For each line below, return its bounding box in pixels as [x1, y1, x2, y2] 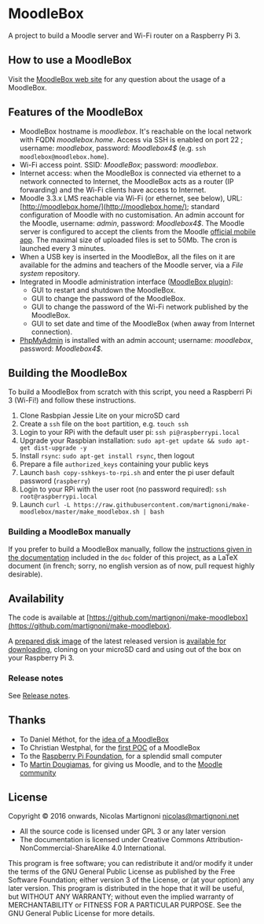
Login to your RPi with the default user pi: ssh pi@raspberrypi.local [19, 428, 240, 437]
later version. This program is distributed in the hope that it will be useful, [8, 884, 245, 893]
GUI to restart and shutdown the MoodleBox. [31, 285, 176, 295]
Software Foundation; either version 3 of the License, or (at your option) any [8, 875, 255, 885]
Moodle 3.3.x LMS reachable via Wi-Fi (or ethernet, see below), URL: [19, 193, 243, 203]
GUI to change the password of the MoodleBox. [31, 293, 186, 303]
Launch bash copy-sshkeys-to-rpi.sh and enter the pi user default [19, 468, 235, 477]
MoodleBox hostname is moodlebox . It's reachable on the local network [19, 127, 252, 136]
